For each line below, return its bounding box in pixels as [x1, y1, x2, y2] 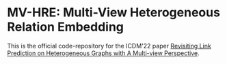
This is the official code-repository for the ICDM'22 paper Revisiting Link [7, 42, 212, 50]
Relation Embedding [7, 19, 124, 35]
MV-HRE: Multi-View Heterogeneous [7, 5, 221, 20]
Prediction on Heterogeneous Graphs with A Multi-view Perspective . [7, 49, 200, 57]
